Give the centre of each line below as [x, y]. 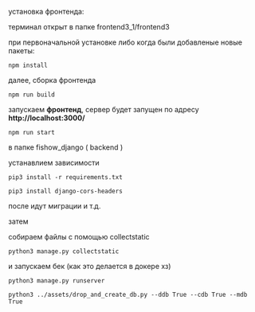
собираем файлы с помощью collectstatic [79, 237]
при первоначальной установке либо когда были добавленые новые [126, 42]
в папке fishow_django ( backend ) [66, 147]
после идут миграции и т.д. [55, 206]
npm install [28, 65]
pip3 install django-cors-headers [66, 191]
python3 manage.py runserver [57, 281]
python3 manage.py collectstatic [64, 252]
